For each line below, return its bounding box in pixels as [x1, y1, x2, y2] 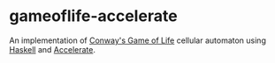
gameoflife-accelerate [9, 6, 179, 26]
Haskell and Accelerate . [9, 44, 95, 54]
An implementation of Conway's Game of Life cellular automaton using [9, 35, 267, 45]
